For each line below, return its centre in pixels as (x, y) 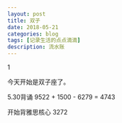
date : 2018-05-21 (33, 27)
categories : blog (33, 34)
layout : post (27, 14)
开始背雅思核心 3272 (38, 112)
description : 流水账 (36, 47)
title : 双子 (24, 21)
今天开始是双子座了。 (38, 82)
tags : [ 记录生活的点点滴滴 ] (44, 41)
